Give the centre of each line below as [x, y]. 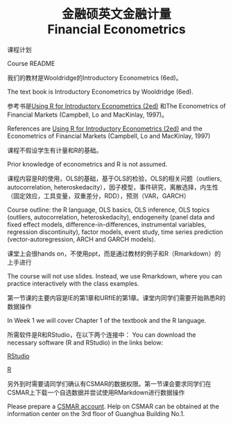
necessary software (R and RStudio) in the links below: [85, 342]
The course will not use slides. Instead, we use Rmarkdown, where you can [115, 276]
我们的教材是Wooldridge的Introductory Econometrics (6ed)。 [95, 78]
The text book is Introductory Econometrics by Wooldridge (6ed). [101, 92]
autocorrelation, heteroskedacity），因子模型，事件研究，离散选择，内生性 [113, 187]
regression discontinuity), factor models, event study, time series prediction [115, 232]
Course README [31, 63]
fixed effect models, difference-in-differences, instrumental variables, [107, 224]
